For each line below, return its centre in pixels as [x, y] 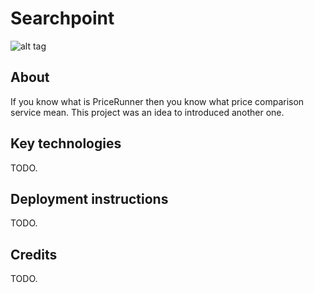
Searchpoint [62, 18]
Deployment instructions [89, 198]
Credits [34, 254]
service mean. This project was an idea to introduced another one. [147, 112]
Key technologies [66, 143]
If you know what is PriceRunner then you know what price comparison [157, 101]
